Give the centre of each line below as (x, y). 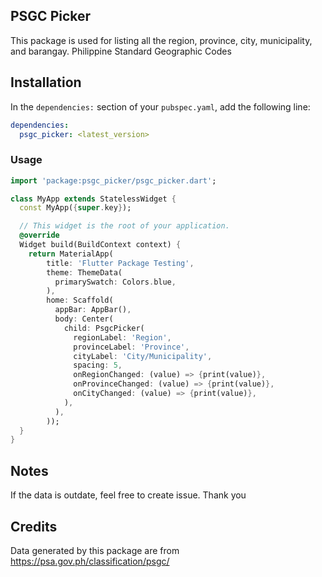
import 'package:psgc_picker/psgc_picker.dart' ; (113, 180)
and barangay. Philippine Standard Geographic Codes (121, 51)
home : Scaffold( (80, 300)
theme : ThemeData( (84, 272)
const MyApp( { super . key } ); (75, 208)
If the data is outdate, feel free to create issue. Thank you (128, 495)
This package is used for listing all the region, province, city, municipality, (161, 40)
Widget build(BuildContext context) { (100, 245)
